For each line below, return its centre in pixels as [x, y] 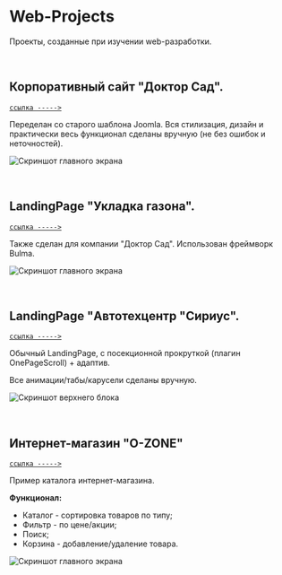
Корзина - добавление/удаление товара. [100, 544]
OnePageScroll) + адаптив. [60, 363]
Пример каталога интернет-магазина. [82, 481]
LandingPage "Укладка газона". [102, 207]
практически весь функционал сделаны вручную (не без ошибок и [137, 134]
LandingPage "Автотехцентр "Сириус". [124, 316]
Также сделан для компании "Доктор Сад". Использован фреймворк [141, 243]
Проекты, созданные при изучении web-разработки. [111, 41]
